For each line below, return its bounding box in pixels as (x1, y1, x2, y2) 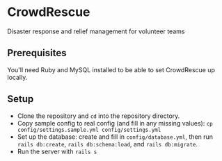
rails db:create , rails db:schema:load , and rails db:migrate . (17, 139, 198, 148)
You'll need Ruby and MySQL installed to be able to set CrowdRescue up (7, 65, 216, 74)
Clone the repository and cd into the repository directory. (17, 112, 180, 120)
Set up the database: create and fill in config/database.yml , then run (17, 133, 214, 141)
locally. (7, 73, 28, 81)
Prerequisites (7, 47, 67, 59)
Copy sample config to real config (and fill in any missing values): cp (17, 119, 214, 127)
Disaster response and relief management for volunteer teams (7, 27, 185, 35)
